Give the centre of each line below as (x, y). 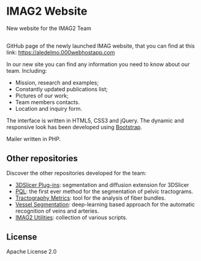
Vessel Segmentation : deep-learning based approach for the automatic (105, 205)
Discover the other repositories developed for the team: (77, 173)
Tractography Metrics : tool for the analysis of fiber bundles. (90, 198)
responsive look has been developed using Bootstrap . (74, 127)
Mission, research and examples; (57, 83)
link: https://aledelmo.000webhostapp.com (61, 53)
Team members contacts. (47, 102)
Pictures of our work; (42, 96)
